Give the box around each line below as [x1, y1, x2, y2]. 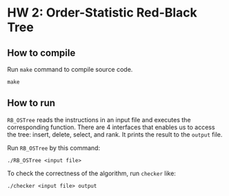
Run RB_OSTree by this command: [7, 144, 101, 152]
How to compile [7, 47, 76, 59]
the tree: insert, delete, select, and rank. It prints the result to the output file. [7, 130, 223, 139]
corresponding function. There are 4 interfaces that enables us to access [7, 123, 215, 131]
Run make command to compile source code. [7, 66, 133, 73]
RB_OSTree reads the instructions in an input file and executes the [7, 115, 191, 124]
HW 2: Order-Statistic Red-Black [7, 5, 198, 21]
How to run [7, 97, 56, 109]
